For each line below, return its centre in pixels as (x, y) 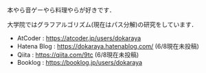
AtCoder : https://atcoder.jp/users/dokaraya (79, 38)
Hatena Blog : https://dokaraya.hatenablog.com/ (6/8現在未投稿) (108, 46)
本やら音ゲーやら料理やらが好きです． (61, 10)
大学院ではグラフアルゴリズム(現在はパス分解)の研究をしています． (102, 25)
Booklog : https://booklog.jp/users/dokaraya (80, 62)
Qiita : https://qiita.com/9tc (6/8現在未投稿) (78, 55)
